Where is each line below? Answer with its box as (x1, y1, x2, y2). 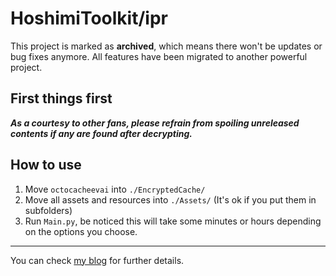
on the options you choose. (24, 225, 138, 237)
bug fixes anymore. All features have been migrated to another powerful (10, 50, 308, 62)
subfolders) (24, 204, 73, 216)
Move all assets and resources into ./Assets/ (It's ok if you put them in (24, 193, 317, 206)
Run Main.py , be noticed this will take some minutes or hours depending (24, 215, 322, 227)
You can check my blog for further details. (10, 254, 185, 266)
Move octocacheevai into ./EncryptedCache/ (24, 183, 206, 195)
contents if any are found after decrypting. (10, 127, 193, 139)
